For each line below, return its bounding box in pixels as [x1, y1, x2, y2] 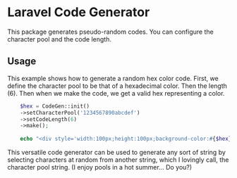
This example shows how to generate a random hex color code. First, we [7, 74, 219, 82]
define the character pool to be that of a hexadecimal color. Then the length [7, 82, 228, 90]
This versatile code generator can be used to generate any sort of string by [7, 148, 226, 156]
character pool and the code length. [7, 34, 111, 43]
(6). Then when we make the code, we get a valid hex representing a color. [7, 89, 225, 97]
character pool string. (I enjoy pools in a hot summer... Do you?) [7, 163, 193, 171]
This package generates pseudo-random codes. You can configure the [7, 27, 214, 36]
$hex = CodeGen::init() [20, 103, 90, 110]
